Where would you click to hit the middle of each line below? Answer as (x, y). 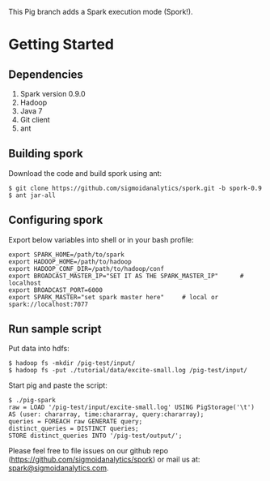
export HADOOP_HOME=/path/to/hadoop (70, 262)
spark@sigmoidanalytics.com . (59, 468)
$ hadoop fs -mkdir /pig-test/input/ (72, 363)
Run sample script (55, 329)
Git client (35, 120)
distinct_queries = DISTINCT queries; (74, 429)
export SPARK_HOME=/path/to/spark (67, 255)
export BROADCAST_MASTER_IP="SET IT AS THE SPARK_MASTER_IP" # (126, 276)
